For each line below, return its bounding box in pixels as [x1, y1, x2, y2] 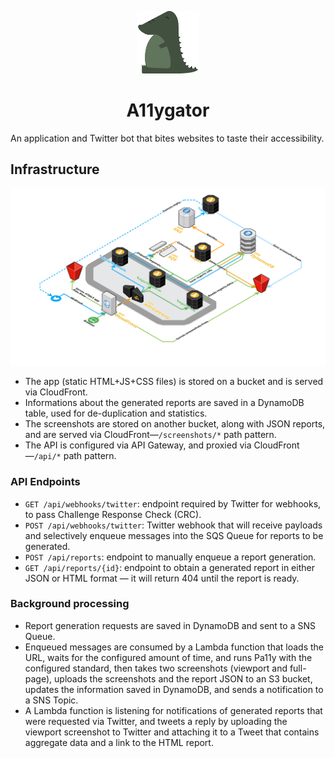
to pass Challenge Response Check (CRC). [24, 508, 202, 520]
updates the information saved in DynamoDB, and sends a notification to [24, 683, 324, 695]
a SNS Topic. [24, 694, 79, 706]
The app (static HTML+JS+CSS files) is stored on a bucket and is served [24, 376, 324, 388]
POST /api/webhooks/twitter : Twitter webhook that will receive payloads [24, 519, 323, 531]
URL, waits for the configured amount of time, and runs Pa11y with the [24, 651, 313, 663]
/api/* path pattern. [33, 450, 117, 462]
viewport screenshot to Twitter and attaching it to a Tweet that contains [24, 726, 320, 738]
